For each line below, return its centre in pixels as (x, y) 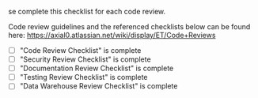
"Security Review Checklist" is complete (85, 59)
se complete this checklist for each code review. (87, 11)
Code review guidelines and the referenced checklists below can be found (129, 26)
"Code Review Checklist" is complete (80, 50)
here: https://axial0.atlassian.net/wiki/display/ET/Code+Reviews (112, 35)
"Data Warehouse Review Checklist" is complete (99, 86)
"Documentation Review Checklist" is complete (97, 68)
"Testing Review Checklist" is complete (83, 77)
